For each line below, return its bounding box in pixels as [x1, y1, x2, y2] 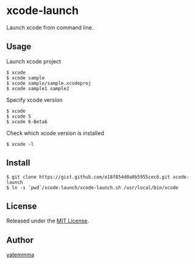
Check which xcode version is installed [6, 129, 105, 137]
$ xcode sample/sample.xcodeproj [6, 80, 91, 86]
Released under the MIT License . [6, 217, 90, 224]
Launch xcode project [6, 57, 62, 65]
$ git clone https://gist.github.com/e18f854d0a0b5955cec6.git [6, 174, 171, 180]
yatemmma [6, 251, 35, 259]
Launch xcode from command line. [6, 24, 94, 31]
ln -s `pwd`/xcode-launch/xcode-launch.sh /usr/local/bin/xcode [12, 184, 179, 191]
